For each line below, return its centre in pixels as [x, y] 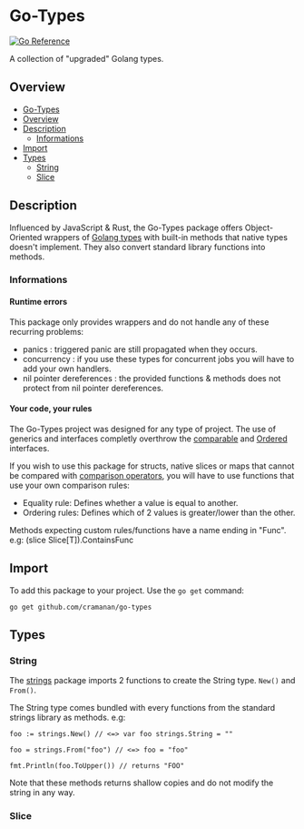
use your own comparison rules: [69, 485]
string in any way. [42, 793]
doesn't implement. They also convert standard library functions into [137, 247]
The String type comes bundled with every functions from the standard [142, 708]
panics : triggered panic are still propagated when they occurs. [140, 349]
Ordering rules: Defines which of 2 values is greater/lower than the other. [159, 512]
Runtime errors [39, 302]
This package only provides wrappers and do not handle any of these [139, 322]
